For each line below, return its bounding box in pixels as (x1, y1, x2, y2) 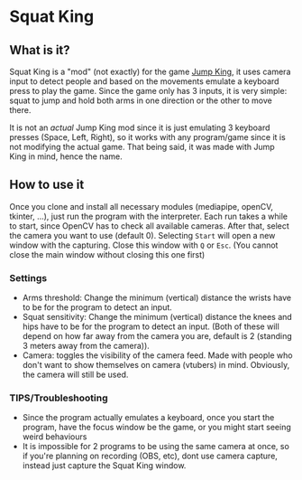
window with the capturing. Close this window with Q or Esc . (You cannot (9, 240, 279, 250)
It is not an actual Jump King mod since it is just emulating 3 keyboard (9, 122, 270, 133)
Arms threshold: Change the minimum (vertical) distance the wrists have (22, 292, 291, 304)
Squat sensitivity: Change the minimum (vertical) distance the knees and (22, 312, 293, 323)
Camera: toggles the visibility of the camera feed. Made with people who (22, 350, 293, 361)
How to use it (9, 177, 85, 193)
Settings (9, 271, 48, 284)
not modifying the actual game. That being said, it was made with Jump (9, 142, 275, 152)
